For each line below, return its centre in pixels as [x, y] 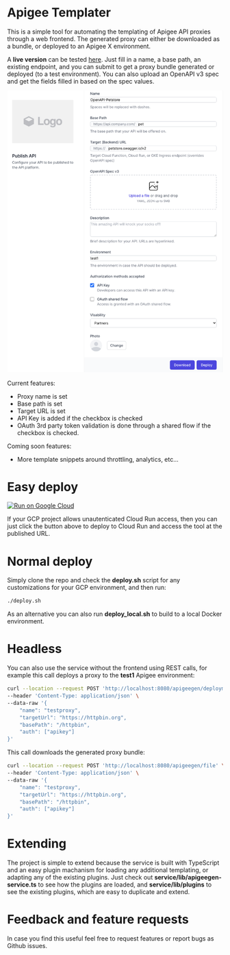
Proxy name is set [42, 396]
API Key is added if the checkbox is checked [80, 418]
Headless [35, 649]
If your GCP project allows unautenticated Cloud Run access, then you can [112, 519]
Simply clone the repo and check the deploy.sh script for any [93, 580]
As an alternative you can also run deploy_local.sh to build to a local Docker [115, 614]
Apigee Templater [59, 13]
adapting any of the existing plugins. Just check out [80, 878]
